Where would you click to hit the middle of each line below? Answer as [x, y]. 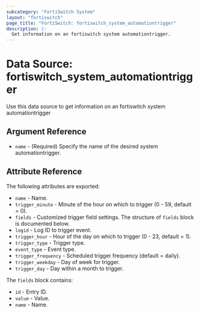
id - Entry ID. [31, 292]
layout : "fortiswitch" [35, 17]
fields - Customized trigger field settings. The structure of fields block [104, 217]
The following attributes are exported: [53, 186]
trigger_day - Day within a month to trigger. [69, 268]
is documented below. [42, 223]
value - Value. [32, 298]
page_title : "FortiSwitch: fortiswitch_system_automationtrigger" [91, 23]
